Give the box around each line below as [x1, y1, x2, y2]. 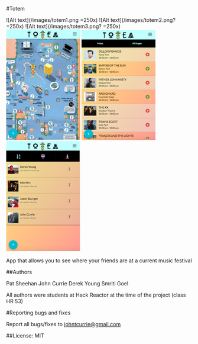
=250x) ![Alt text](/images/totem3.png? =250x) [6, 23, 121, 30]
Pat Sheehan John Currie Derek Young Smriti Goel [6, 279, 129, 287]
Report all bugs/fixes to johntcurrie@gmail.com [6, 320, 121, 327]
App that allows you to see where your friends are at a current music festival [6, 257, 192, 264]
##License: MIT [6, 332, 44, 339]
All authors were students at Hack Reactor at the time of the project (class [6, 291, 186, 298]
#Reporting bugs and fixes [6, 309, 71, 316]
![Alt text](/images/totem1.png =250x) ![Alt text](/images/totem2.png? [6, 17, 176, 23]
